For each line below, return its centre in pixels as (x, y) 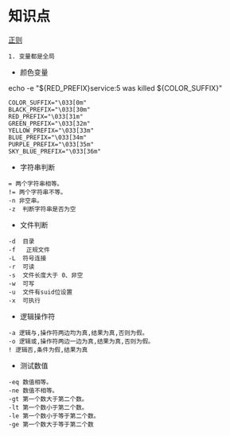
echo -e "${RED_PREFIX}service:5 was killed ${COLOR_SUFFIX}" (115, 88)
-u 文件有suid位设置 (41, 292)
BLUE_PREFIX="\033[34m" (48, 137)
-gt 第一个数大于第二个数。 (48, 399)
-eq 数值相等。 (31, 382)
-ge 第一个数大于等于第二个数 (51, 424)
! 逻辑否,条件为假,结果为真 (48, 350)
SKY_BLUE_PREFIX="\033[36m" (55, 151)
